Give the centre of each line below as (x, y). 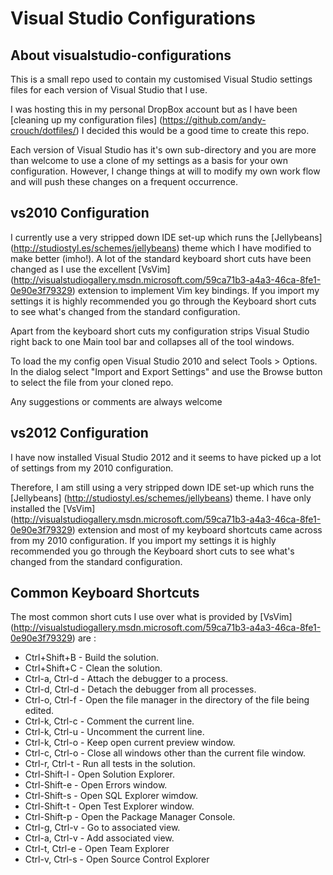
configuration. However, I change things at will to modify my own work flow (165, 171)
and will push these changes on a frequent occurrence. (124, 181)
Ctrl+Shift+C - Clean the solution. (93, 668)
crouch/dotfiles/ (43, 130)
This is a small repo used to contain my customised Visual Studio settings (161, 79)
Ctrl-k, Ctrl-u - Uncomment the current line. (114, 732)
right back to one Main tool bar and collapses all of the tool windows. (152, 341)
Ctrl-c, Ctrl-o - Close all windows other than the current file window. (165, 753)
